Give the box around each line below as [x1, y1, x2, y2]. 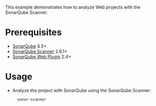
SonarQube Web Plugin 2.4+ [12, 53, 71, 59]
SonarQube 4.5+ [12, 43, 47, 49]
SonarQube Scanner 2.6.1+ [12, 48, 68, 54]
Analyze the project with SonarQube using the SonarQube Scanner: [12, 87, 151, 93]
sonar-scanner [17, 97, 46, 102]
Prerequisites [5, 27, 62, 38]
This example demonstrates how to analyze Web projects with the [5, 4, 141, 10]
